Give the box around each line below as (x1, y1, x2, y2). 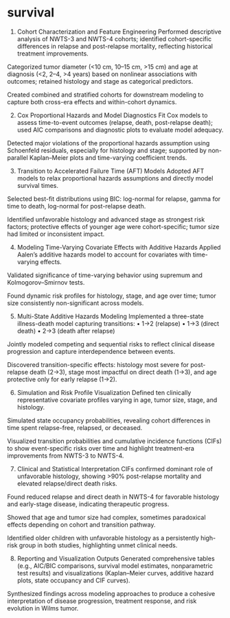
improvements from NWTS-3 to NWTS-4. (7, 451, 124, 460)
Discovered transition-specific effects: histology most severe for (7, 360, 189, 368)
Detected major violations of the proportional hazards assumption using (7, 139, 210, 147)
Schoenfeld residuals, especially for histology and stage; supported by (7, 146, 207, 154)
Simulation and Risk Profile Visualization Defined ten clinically (16, 388, 192, 396)
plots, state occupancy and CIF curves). (16, 576, 130, 584)
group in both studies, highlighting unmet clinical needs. (19, 540, 178, 549)
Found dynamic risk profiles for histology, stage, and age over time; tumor (7, 292, 216, 300)
